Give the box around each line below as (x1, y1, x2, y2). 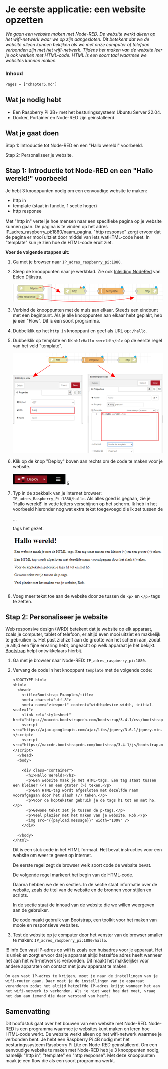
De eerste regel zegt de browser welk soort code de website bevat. (12, 862, 152, 868)
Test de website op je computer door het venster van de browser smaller (12, 932, 163, 938)
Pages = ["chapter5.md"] (5, 82, 57, 87)
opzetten (5, 14, 44, 26)
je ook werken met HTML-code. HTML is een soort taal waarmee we (5, 52, 147, 58)
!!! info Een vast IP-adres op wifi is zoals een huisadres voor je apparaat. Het (5, 947, 163, 953)
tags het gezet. (12, 525, 44, 531)
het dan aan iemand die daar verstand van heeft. (5, 994, 111, 999)
